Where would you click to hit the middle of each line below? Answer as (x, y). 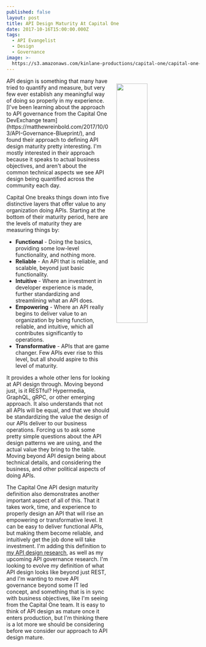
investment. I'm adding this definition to (56, 546)
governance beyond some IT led (47, 585)
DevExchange (24, 120)
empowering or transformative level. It (55, 520)
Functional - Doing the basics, (54, 242)
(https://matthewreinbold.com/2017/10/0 (57, 126)
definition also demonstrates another (53, 494)
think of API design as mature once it (53, 611)
